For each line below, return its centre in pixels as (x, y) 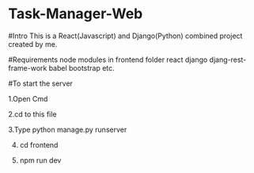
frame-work (28, 67)
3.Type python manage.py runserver (68, 129)
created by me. (33, 44)
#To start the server (41, 83)
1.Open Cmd (28, 98)
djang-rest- (228, 60)
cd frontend (39, 144)
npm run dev (40, 160)
